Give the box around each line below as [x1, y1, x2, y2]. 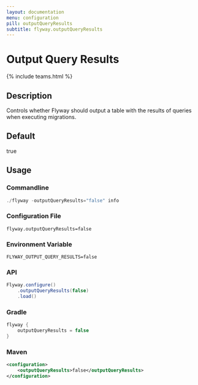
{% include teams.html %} [6, 73, 73, 80]
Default [6, 131, 36, 142]
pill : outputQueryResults [6, 20, 72, 26]
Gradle [6, 308, 27, 316]
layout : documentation [6, 9, 64, 15]
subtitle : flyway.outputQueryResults [6, 26, 103, 32]
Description [6, 90, 52, 101]
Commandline [6, 183, 49, 192]
